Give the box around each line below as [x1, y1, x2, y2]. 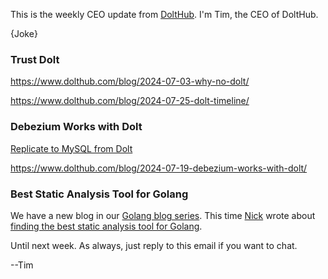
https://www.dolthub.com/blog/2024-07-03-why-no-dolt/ [10, 75, 250, 88]
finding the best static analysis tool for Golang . [10, 220, 203, 232]
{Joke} [10, 28, 38, 39]
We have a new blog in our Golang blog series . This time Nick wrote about [10, 209, 316, 221]
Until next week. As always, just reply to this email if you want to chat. [10, 239, 298, 251]
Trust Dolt [10, 52, 60, 66]
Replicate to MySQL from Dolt [10, 142, 133, 154]
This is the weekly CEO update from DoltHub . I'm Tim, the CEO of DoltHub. [10, 9, 319, 20]
